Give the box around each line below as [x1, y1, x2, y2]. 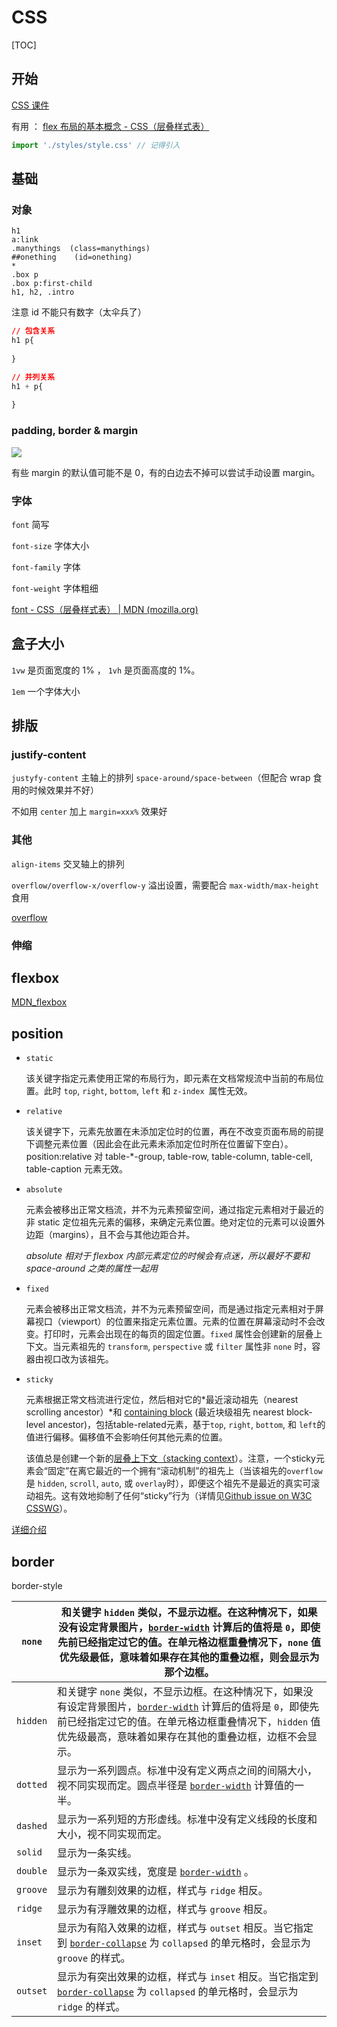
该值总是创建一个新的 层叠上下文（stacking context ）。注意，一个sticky [25, 1452, 316, 1465]
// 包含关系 [11, 326, 56, 336]
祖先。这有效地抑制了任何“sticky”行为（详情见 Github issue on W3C [34, 1490, 313, 1502]
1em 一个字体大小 [11, 685, 81, 697]
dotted [16, 1779, 48, 1791]
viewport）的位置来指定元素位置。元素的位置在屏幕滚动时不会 [60, 1316, 317, 1328]
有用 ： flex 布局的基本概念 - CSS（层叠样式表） [11, 120, 210, 132]
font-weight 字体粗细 [11, 582, 99, 594]
